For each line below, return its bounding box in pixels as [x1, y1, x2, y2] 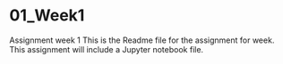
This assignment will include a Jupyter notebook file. [9, 44, 204, 54]
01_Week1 [9, 5, 85, 26]
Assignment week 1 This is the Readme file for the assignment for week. [9, 35, 275, 45]
